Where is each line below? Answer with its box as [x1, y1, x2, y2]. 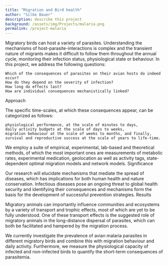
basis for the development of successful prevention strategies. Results [5, 192, 152, 198]
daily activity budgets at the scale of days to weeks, [5, 127, 125, 132]
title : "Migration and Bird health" [5, 7, 82, 13]
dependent [5, 161, 28, 167]
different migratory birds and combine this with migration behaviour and [5, 238, 154, 244]
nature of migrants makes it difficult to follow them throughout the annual [5, 51, 157, 57]
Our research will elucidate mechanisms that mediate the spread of [5, 170, 144, 176]
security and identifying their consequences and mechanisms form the [5, 186, 152, 192]
